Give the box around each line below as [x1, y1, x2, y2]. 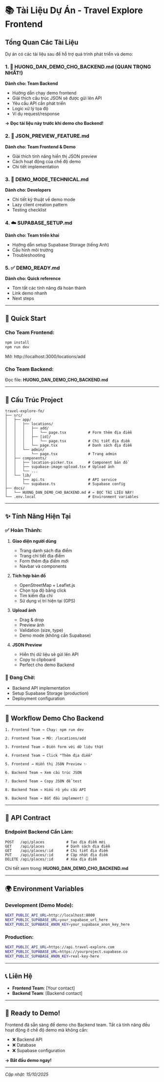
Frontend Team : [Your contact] [12, 985, 75, 991]
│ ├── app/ [5, 417, 32, 422]
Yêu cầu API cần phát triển [12, 100, 66, 106]
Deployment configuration [12, 696, 65, 701]
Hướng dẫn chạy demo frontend [12, 90, 77, 96]
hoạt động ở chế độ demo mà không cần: [5, 1027, 88, 1033]
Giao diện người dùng [12, 538, 57, 544]
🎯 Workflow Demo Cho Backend [5, 714, 104, 722]
